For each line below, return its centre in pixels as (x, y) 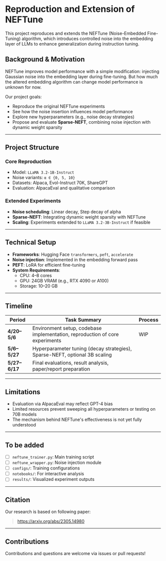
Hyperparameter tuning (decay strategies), (82, 349)
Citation (18, 500)
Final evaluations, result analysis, (70, 363)
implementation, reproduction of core (76, 334)
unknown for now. (23, 87)
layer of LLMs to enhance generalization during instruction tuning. (72, 44)
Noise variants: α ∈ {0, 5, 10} (44, 178)
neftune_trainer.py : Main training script (53, 457)
